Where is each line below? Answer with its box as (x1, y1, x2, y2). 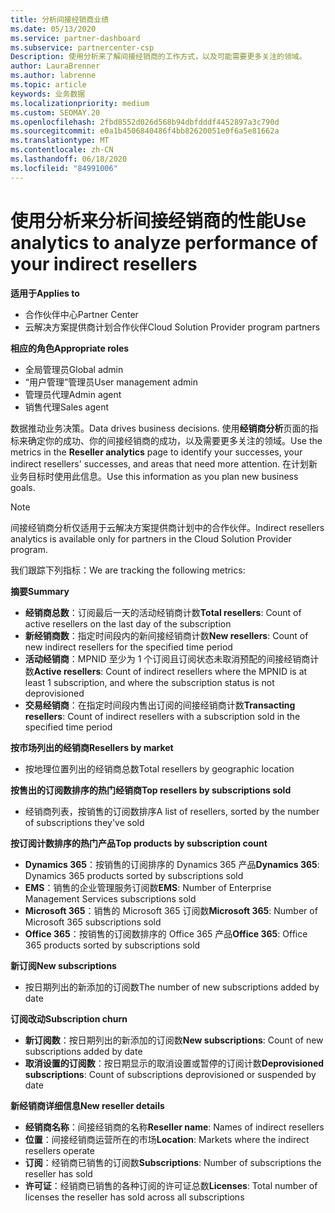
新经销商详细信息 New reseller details (10, 1099, 165, 1111)
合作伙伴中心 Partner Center (24, 308, 139, 320)
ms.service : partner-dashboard (10, 33, 141, 43)
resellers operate (24, 1144, 95, 1156)
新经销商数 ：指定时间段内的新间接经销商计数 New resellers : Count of (24, 629, 309, 641)
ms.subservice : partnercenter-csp (10, 42, 155, 53)
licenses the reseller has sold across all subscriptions (24, 1191, 245, 1203)
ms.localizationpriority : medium (10, 98, 150, 108)
